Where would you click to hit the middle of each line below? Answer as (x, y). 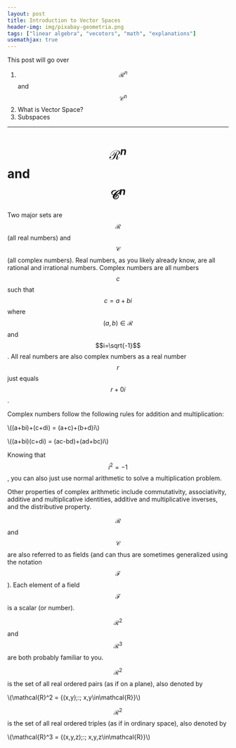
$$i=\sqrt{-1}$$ (118, 346)
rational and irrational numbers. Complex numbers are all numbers (103, 268)
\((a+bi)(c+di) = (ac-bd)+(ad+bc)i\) (58, 441)
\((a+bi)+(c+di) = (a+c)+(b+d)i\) (53, 428)
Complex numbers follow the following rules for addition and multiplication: (116, 414)
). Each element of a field (44, 585)
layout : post (26, 14)
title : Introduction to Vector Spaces (64, 20)
